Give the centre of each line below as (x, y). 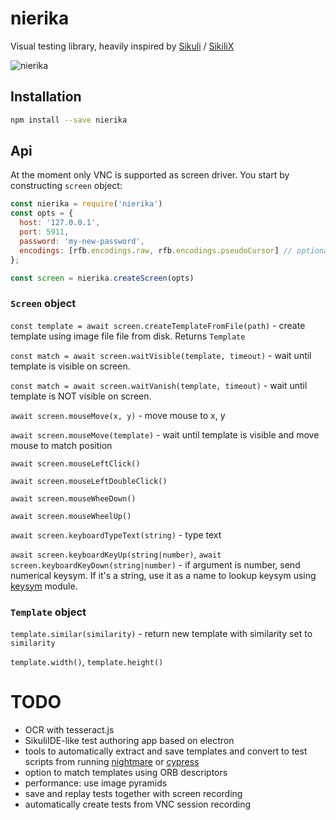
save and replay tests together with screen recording (133, 793)
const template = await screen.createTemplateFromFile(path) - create (158, 325)
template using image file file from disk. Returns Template (128, 336)
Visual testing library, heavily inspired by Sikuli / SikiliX (122, 46)
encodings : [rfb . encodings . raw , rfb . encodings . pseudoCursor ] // (156, 250)
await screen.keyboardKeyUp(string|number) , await (116, 554)
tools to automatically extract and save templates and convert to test (166, 751)
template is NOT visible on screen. (81, 396)
